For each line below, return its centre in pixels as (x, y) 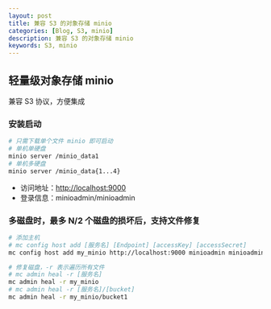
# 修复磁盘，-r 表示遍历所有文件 (56, 267)
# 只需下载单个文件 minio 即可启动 (61, 142)
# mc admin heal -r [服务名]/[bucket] (72, 290)
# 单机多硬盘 (27, 163)
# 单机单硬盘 (27, 149)
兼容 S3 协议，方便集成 (47, 101)
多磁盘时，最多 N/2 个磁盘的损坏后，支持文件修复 (104, 220)
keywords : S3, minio (43, 46)
